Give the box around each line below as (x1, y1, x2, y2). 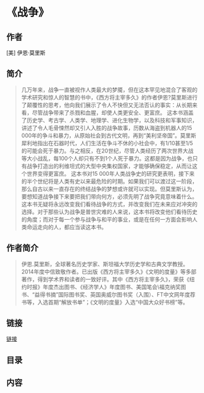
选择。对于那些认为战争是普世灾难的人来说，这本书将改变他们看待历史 (21, 208, 198, 215)
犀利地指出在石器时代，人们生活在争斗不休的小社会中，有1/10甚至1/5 (21, 139, 194, 146)
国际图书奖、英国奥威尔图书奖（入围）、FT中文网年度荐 (58, 290, 196, 298)
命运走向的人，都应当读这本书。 (26, 223, 107, 231)
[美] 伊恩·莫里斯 (6, 49, 46, 56)
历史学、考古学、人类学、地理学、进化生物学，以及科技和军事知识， (26, 117, 198, 124)
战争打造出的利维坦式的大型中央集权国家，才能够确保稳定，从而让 (26, 162, 192, 170)
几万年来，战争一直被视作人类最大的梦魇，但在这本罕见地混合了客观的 (21, 86, 198, 93)
